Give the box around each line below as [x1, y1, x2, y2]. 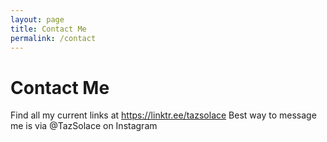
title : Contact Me [10, 24, 87, 34]
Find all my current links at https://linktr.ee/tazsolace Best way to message [10, 109, 317, 121]
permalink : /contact [10, 33, 97, 43]
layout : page [10, 14, 65, 25]
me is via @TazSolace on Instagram [10, 120, 158, 132]
